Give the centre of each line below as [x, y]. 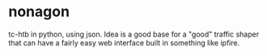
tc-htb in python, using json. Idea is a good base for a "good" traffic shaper [134, 34]
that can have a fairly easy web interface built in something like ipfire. [124, 42]
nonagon [39, 12]
